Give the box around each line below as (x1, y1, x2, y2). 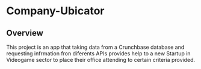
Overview (6, 28, 44, 38)
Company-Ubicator (6, 4, 105, 18)
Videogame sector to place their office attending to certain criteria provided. (6, 57, 196, 63)
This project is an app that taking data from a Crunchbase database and (6, 43, 185, 51)
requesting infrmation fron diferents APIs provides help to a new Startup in (6, 50, 191, 57)
